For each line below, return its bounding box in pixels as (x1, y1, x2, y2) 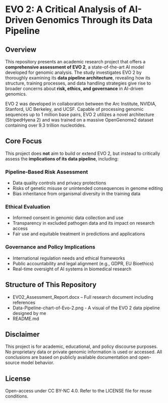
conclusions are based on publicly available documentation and (5, 354, 138, 360)
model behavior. (21, 359, 54, 366)
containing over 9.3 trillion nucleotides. (5, 123, 86, 128)
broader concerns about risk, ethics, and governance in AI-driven (5, 86, 144, 92)
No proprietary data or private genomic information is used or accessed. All (5, 349, 162, 355)
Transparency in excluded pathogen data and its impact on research (12, 220, 155, 226)
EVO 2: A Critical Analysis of (5, 4, 127, 15)
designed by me (12, 310, 46, 316)
